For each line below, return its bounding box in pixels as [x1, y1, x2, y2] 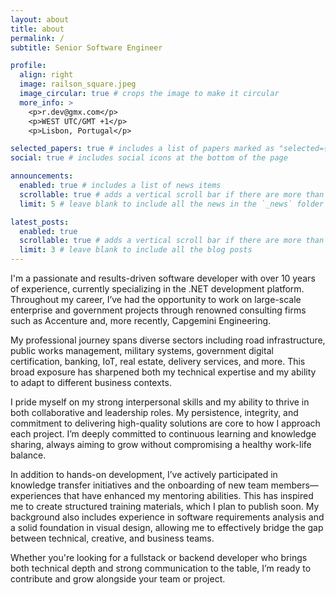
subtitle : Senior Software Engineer [10, 42, 163, 53]
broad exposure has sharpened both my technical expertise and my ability [10, 366, 317, 378]
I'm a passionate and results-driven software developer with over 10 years [10, 272, 316, 284]
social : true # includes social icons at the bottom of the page [10, 153, 288, 163]
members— [270, 479, 319, 491]
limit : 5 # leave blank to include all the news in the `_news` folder [19, 199, 325, 209]
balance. [10, 449, 47, 461]
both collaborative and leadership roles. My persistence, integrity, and [10, 407, 299, 418]
